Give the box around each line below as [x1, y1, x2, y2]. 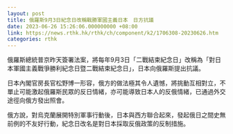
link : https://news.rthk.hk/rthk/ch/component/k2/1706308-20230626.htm [7, 29, 218, 37]
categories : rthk [7, 36, 58, 43]
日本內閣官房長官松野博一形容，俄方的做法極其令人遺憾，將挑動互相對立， [7, 79, 220, 87]
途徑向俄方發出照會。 [7, 96, 68, 104]
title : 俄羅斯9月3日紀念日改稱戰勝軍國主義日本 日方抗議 [7, 17, 154, 23]
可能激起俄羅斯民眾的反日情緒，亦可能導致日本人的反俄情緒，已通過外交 [19, 88, 226, 96]
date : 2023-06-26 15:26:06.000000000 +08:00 [7, 23, 138, 30]
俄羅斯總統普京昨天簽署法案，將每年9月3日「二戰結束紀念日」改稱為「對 [7, 56, 216, 64]
